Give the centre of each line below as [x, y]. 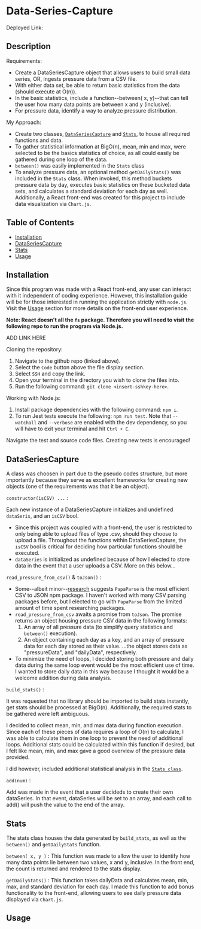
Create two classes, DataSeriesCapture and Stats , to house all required [102, 133]
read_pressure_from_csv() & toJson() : [54, 577]
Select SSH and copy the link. [50, 374]
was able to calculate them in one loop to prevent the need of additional [95, 738]
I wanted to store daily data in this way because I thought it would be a [102, 672]
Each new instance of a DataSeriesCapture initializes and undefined [90, 509]
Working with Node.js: [33, 398]
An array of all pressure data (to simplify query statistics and [98, 627]
